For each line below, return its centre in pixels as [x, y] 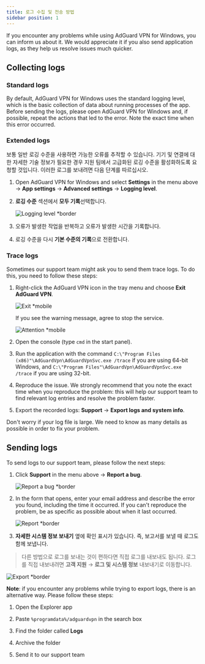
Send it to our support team [50, 654]
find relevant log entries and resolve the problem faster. [85, 398]
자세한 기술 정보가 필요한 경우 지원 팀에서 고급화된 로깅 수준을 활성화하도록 [102, 162]
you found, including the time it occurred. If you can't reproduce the [101, 505]
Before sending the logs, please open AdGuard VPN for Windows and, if [97, 112]
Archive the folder [38, 643]
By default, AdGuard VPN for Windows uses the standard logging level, [96, 98]
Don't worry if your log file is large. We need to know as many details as [97, 422]
